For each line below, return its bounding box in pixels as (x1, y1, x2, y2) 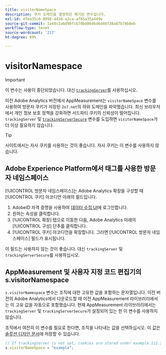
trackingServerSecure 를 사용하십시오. (5, 252, 80, 258)
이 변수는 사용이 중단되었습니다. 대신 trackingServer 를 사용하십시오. (5, 87, 138, 93)
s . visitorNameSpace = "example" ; (5, 346, 74, 351)
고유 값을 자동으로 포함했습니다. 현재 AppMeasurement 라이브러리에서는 (15, 302, 157, 308)
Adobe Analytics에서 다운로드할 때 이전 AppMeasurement (14, 296, 129, 302)
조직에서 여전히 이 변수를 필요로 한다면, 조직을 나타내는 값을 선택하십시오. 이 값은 (5, 325, 161, 331)
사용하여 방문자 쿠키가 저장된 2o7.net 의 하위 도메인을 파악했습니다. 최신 (5, 103, 143, 109)
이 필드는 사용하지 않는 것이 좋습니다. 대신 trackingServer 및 (5, 246, 123, 252)
